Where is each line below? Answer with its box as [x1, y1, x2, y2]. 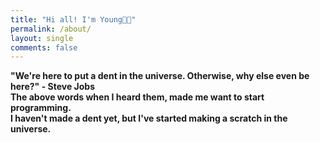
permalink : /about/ [10, 24, 92, 34]
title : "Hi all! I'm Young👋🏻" [10, 14, 137, 25]
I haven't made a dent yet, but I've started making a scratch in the [10, 112, 288, 125]
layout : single [10, 33, 74, 43]
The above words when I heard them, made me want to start [10, 91, 265, 103]
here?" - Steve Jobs [10, 81, 95, 93]
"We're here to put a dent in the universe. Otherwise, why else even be [10, 70, 310, 82]
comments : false [10, 42, 78, 53]
